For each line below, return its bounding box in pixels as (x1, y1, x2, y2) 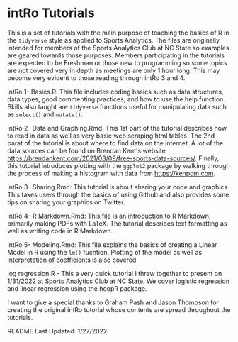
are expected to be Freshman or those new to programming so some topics (7, 58, 228, 67)
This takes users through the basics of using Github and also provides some (7, 190, 229, 199)
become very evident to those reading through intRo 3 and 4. (7, 73, 186, 82)
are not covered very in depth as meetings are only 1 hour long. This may (7, 66, 220, 75)
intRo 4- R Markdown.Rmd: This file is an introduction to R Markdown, (7, 211, 211, 220)
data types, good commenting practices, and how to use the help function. (7, 94, 225, 104)
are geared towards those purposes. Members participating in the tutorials (7, 51, 225, 60)
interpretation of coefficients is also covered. (7, 255, 138, 264)
